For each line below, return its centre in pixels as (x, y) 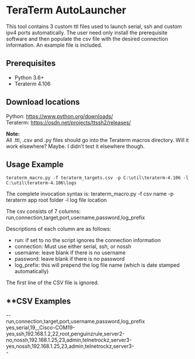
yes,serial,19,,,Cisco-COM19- (41, 327)
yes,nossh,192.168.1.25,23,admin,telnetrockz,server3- (70, 346)
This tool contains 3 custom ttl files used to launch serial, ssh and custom (94, 26)
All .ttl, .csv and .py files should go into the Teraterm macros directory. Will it (97, 140)
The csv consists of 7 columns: (43, 212)
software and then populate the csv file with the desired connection (87, 39)
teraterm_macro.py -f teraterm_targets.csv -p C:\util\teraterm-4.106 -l (97, 178)
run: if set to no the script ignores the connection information (88, 240)
